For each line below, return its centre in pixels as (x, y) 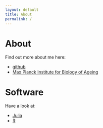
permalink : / (19, 19)
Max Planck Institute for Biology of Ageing (55, 72)
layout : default (22, 10)
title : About (19, 14)
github (19, 67)
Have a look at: (20, 106)
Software (24, 92)
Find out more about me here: (35, 57)
